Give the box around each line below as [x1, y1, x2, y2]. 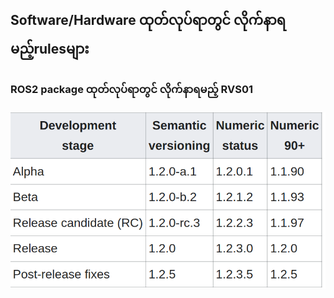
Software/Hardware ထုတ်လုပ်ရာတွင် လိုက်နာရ [10, 12, 287, 29]
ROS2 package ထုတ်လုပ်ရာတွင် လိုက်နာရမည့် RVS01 [10, 83, 254, 97]
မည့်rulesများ [10, 41, 90, 58]
